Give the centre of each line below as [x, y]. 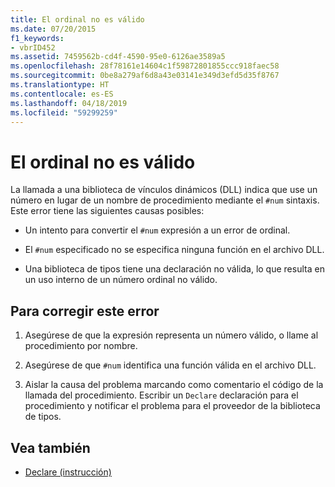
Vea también [50, 447]
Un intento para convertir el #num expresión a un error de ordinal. [157, 230]
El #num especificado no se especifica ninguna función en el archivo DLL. [174, 250]
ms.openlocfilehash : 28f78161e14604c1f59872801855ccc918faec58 [145, 66]
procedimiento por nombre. [81, 346]
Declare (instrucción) [68, 472]
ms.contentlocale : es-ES [62, 94]
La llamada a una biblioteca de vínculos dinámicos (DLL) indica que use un [164, 190]
